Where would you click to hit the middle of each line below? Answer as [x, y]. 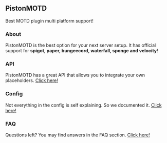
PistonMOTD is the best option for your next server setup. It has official [81, 45]
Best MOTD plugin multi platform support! [49, 21]
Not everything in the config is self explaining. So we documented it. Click [83, 105]
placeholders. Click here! [32, 80]
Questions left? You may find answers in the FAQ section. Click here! [78, 135]
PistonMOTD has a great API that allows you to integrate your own [75, 75]
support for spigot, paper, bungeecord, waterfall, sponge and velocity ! [82, 51]
